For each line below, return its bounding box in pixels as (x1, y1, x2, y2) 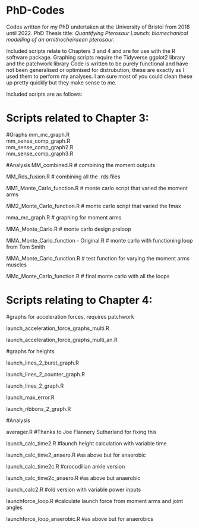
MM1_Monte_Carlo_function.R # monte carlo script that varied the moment (6, 184, 188, 191)
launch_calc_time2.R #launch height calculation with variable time (6, 439, 168, 447)
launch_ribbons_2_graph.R (6, 405, 71, 412)
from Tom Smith (6, 243, 46, 250)
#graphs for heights (6, 347, 55, 354)
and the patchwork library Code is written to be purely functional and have (6, 60, 188, 67)
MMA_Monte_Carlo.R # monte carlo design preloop (6, 225, 132, 232)
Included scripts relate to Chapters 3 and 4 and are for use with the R (6, 47, 175, 54)
